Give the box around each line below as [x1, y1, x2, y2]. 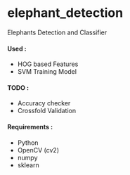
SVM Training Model [17, 67, 77, 76]
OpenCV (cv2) [17, 145, 60, 154]
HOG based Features [17, 60, 79, 68]
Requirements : [7, 122, 53, 131]
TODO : [7, 83, 30, 92]
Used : [7, 44, 27, 53]
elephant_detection [7, 5, 124, 21]
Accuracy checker [17, 99, 71, 108]
